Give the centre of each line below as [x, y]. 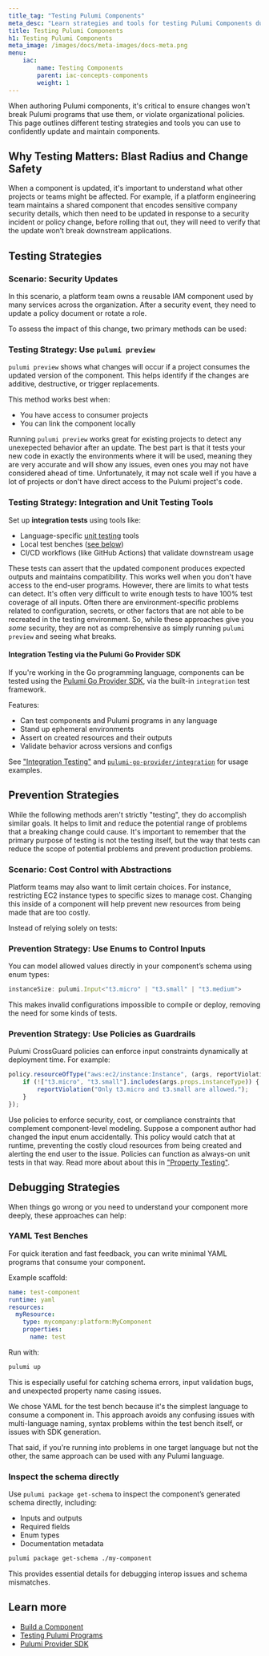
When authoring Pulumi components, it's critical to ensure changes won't [129, 106]
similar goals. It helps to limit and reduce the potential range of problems [128, 823]
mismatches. [29, 1582]
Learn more [38, 1608]
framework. [27, 689]
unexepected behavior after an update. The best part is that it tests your [127, 448]
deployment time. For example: [59, 1060]
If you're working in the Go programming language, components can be [126, 672]
